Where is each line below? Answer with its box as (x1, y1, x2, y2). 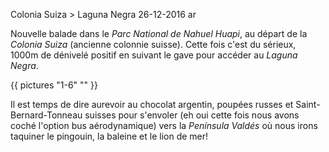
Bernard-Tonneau (10, 109, 83, 121)
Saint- (295, 99, 321, 110)
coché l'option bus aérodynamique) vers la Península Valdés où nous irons (10, 120, 318, 131)
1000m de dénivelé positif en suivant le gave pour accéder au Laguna (10, 49, 298, 61)
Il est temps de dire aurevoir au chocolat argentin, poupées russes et (10, 99, 294, 110)
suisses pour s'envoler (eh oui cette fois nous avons (84, 109, 300, 121)
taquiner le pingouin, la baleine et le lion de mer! (10, 130, 209, 142)
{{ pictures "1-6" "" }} (10, 79, 98, 91)
